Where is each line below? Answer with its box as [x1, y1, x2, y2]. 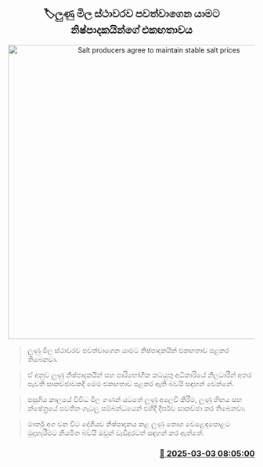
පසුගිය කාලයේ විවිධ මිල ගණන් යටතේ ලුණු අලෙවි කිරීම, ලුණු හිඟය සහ [27, 394, 243, 403]
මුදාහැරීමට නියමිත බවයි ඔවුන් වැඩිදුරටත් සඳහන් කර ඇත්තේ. [27, 428, 205, 437]
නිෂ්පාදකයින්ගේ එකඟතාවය [70, 24, 193, 37]
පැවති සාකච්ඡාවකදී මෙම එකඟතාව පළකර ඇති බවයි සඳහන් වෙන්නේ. [27, 378, 235, 388]
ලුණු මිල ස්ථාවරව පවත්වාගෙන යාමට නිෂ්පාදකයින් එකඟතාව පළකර [27, 345, 229, 355]
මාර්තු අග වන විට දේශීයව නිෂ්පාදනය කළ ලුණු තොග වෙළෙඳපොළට [27, 419, 231, 429]
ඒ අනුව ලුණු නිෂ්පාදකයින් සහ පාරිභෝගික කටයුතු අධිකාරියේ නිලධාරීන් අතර [27, 370, 252, 379]
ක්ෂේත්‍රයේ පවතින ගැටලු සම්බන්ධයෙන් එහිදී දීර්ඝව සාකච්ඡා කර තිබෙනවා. [27, 403, 246, 413]
